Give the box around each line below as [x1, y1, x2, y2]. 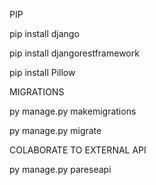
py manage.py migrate [9, 125, 102, 136]
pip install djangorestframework [9, 47, 140, 59]
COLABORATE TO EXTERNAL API [9, 144, 147, 156]
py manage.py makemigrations [9, 105, 137, 117]
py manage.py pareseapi [9, 164, 112, 175]
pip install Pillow [9, 67, 76, 78]
